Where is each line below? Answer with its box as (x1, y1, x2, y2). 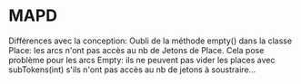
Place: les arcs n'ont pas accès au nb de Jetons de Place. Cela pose (8, 44, 265, 55)
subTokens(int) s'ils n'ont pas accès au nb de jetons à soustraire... (8, 64, 256, 75)
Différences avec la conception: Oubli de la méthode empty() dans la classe (8, 35, 293, 46)
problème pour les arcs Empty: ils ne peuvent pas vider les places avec (8, 54, 276, 65)
